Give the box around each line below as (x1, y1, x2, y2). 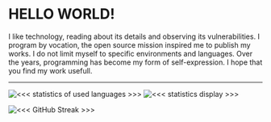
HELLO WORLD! (8, 5, 115, 23)
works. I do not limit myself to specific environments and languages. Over (8, 48, 253, 58)
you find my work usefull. (8, 65, 93, 75)
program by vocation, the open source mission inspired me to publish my (8, 40, 252, 49)
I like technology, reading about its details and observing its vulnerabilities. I (8, 32, 261, 41)
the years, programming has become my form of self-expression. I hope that (8, 57, 263, 67)
